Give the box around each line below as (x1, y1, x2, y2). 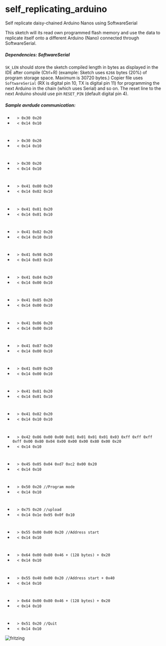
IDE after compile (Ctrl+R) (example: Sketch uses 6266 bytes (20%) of (5, 69, 147, 75)
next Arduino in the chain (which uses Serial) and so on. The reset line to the (5, 85, 161, 91)
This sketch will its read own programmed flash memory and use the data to (5, 29, 161, 35)
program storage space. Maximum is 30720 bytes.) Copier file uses (5, 75, 143, 81)
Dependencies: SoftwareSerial (5, 51, 70, 58)
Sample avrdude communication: (5, 102, 76, 108)
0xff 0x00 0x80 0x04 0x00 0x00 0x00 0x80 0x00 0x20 (12, 439, 121, 444)
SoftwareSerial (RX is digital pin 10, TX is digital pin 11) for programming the (5, 80, 160, 86)
